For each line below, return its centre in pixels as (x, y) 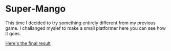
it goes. (13, 33)
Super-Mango (36, 9)
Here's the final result (28, 43)
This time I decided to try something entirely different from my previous (81, 23)
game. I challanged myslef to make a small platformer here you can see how (86, 28)
